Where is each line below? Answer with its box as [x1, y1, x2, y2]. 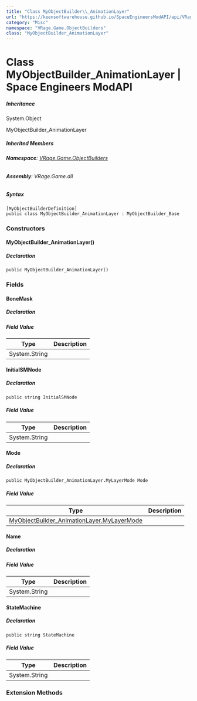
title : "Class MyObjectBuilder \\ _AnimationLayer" [6, 8, 130, 15]
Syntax [6, 191, 25, 198]
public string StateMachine [6, 632, 75, 638]
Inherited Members [6, 139, 54, 147]
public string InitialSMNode [6, 394, 77, 400]
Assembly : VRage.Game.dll [6, 172, 73, 179]
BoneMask [6, 295, 33, 302]
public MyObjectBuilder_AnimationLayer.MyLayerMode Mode [6, 478, 148, 484]
